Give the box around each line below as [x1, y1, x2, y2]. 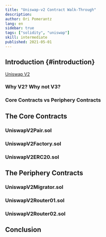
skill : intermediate [5, 35, 48, 40]
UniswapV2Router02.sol [5, 210, 66, 217]
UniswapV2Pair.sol [5, 127, 52, 134]
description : [5, 12, 32, 17]
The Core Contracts [5, 112, 67, 120]
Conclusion [5, 226, 42, 234]
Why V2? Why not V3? [5, 83, 61, 90]
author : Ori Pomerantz [5, 16, 52, 21]
